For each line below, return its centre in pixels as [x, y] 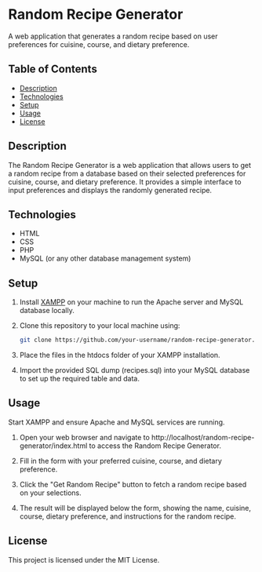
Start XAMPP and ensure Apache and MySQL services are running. [116, 422]
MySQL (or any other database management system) [105, 259]
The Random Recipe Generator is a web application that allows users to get [129, 165]
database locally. [47, 311]
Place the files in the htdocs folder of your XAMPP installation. [120, 355]
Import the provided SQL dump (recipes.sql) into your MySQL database [135, 370]
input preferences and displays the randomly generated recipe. [110, 190]
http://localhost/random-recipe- [203, 437]
